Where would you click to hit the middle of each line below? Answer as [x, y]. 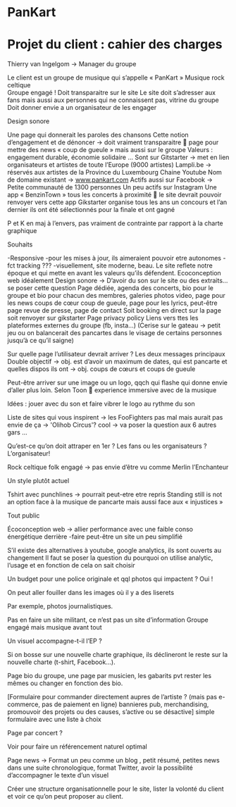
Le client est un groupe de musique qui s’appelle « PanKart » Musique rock [116, 77]
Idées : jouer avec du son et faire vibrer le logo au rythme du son [101, 404]
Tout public [24, 515]
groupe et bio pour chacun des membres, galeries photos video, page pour [116, 296]
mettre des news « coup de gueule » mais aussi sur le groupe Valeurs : [110, 150]
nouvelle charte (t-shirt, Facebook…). [61, 662]
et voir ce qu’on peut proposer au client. [65, 796]
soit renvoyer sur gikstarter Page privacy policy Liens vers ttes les [103, 318]
